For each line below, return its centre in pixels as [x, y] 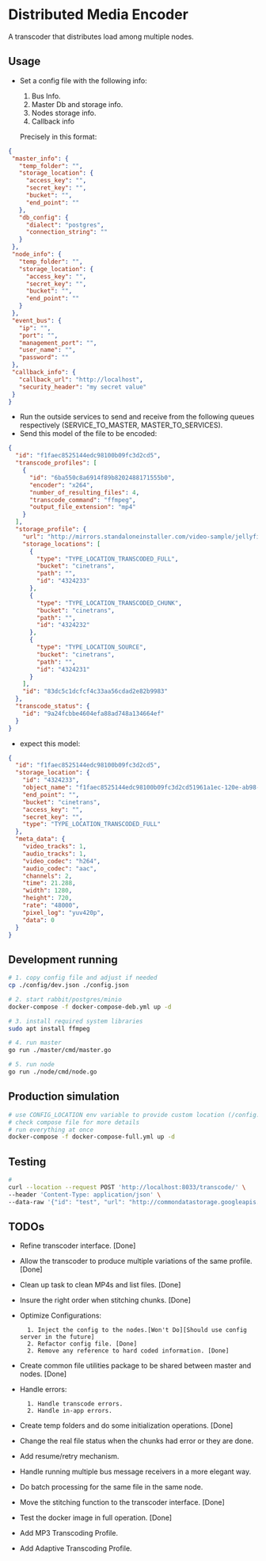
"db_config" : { [44, 217]
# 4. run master [35, 1043]
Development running [63, 960]
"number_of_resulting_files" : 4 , [84, 492]
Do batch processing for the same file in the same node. [111, 1487]
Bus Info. [46, 96]
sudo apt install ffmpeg [49, 1028]
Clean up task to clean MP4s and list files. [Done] [100, 1285]
